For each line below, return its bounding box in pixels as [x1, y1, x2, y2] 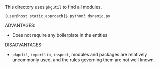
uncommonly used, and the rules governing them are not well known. [12, 57, 155, 63]
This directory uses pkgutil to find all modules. [5, 4, 102, 10]
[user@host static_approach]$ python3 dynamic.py [5, 14, 111, 19]
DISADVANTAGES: [5, 42, 43, 48]
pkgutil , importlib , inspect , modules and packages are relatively [12, 52, 147, 57]
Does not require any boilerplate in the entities [12, 32, 108, 38]
